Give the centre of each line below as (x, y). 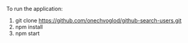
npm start (27, 33)
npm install (29, 27)
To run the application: (34, 9)
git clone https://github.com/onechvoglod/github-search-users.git (98, 20)
